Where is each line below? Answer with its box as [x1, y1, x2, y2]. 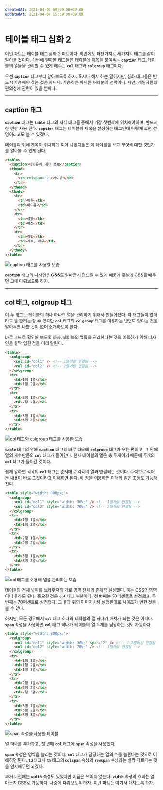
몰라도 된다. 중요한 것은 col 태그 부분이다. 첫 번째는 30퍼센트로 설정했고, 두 [14, 593, 156, 599]
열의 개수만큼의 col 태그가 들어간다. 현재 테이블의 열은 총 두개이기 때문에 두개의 [5, 452, 155, 458]
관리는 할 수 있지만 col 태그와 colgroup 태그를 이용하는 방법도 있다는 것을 [19, 318, 158, 324]
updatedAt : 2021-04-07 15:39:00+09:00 [5, 12, 83, 16]
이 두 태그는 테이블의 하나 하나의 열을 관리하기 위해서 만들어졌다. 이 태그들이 [5, 312, 149, 318]
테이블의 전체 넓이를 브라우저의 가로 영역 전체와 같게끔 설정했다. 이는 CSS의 [5, 587, 148, 593]
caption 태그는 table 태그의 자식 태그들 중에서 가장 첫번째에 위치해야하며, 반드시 [5, 119, 158, 125]
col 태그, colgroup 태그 [5, 298, 72, 306]
